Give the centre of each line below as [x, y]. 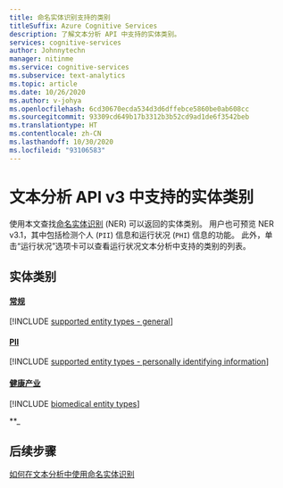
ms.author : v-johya [46, 100]
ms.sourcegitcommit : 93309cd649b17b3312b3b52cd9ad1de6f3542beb [129, 117]
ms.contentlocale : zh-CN [55, 134]
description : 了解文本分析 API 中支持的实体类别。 [95, 34]
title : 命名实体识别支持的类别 [60, 17]
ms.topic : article [43, 84]
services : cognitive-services [66, 42]
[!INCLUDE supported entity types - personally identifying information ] [139, 361]
